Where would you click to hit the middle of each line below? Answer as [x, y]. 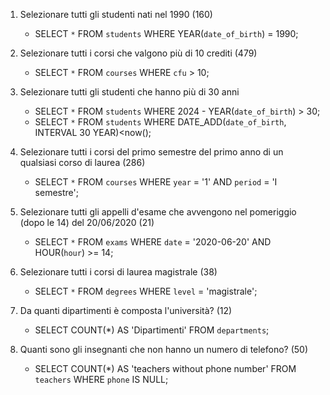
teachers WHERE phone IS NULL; [101, 379]
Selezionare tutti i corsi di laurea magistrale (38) [118, 272]
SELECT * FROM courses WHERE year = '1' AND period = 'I [156, 182]
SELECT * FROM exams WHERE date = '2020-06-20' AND [153, 242]
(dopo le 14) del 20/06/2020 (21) [87, 222]
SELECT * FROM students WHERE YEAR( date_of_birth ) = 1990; [166, 33]
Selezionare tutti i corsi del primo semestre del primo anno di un [151, 152]
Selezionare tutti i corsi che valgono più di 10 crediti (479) [138, 53]
